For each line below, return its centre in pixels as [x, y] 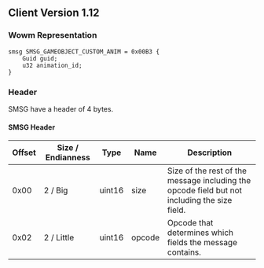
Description [210, 152]
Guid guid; [40, 58]
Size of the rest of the [207, 171]
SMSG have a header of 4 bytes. [61, 108]
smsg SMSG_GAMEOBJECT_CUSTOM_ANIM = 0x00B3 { [84, 51]
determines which [201, 233]
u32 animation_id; [52, 65]
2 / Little [59, 237]
